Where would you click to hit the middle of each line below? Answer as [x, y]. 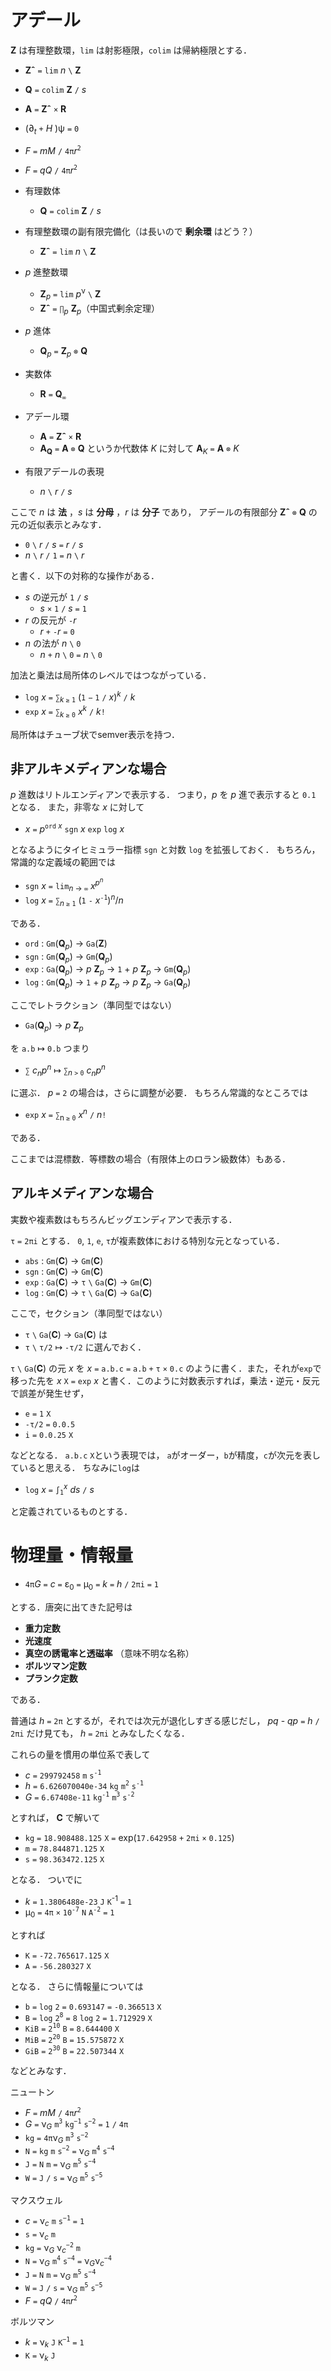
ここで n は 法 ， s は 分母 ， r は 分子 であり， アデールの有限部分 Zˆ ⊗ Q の [164, 512]
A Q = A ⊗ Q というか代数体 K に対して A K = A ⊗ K [139, 449]
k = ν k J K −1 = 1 [54, 2343]
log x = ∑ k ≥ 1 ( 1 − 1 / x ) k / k [80, 697]
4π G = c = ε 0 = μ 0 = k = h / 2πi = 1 [92, 1584]
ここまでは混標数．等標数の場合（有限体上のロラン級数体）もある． [150, 1158]
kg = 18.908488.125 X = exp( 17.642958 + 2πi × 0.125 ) [129, 1837]
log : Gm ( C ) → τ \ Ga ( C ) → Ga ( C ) [88, 1292]
